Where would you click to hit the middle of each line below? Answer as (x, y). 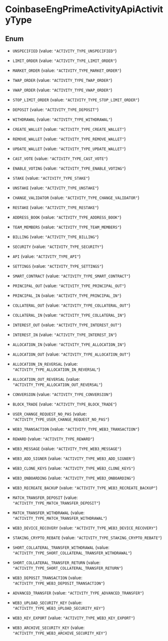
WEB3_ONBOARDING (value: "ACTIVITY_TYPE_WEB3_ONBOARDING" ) (74, 478)
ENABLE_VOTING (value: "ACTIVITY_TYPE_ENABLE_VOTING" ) (69, 168)
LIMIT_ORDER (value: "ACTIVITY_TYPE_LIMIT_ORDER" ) (65, 61)
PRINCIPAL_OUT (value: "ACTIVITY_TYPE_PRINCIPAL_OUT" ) (69, 286)
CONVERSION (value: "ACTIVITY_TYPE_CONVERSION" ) (62, 394)
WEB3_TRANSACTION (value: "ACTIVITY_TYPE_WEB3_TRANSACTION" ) (76, 429)
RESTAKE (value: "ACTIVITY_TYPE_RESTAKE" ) (56, 207)
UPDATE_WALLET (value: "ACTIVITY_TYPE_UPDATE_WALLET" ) (69, 149)
